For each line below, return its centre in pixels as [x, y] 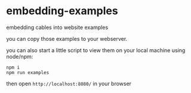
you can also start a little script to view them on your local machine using [96, 50]
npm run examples [28, 72]
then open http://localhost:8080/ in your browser [69, 84]
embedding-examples [62, 11]
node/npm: [20, 56]
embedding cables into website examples [57, 27]
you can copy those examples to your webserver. [67, 39]
